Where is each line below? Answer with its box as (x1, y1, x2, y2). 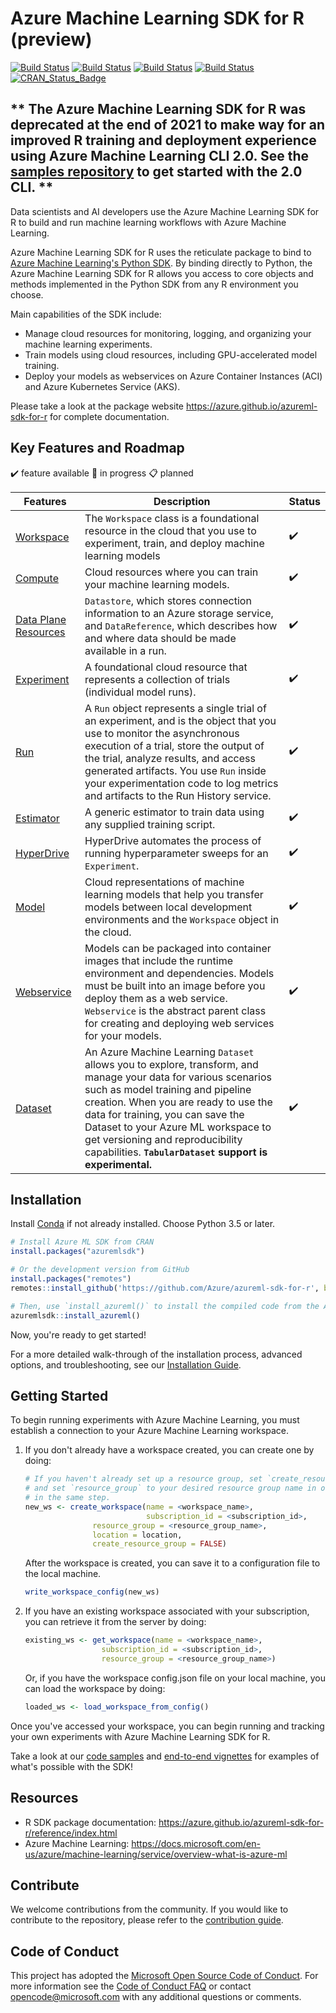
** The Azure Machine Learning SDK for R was (10, 101, 307, 118)
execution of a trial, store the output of (84, 738, 265, 752)
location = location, (92, 1530, 183, 1540)
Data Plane (15, 612, 67, 626)
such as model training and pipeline (84, 1082, 252, 1096)
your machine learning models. (84, 577, 230, 591)
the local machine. (24, 1568, 102, 1580)
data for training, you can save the (84, 1107, 245, 1121)
